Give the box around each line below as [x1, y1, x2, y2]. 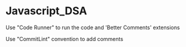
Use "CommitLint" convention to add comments [5, 35, 124, 42]
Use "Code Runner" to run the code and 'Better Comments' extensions [5, 24, 180, 31]
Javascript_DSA [5, 4, 87, 18]
